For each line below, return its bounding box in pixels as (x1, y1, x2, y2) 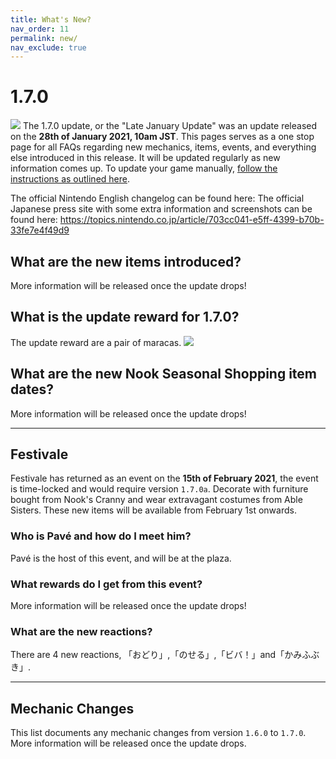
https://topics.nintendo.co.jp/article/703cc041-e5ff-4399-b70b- (59, 214, 325, 226)
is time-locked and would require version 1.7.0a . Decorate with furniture (10, 483, 309, 495)
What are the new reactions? (10, 624, 153, 638)
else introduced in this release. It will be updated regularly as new (10, 152, 281, 164)
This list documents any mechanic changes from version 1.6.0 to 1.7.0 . (10, 727, 307, 739)
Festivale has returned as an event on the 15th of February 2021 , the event (10, 472, 319, 485)
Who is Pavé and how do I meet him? (10, 529, 192, 543)
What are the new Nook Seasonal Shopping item (10, 366, 318, 383)
